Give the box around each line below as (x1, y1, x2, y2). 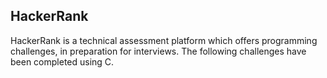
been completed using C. (10, 55, 115, 68)
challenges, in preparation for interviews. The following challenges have (10, 45, 307, 57)
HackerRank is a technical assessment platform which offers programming (10, 34, 318, 46)
